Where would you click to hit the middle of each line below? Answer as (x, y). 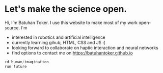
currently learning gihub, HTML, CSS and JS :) (59, 42)
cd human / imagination (27, 62)
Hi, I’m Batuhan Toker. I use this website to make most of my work (71, 23)
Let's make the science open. (66, 9)
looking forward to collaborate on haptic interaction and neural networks (85, 48)
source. (12, 27)
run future (16, 66)
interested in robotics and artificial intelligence (58, 37)
